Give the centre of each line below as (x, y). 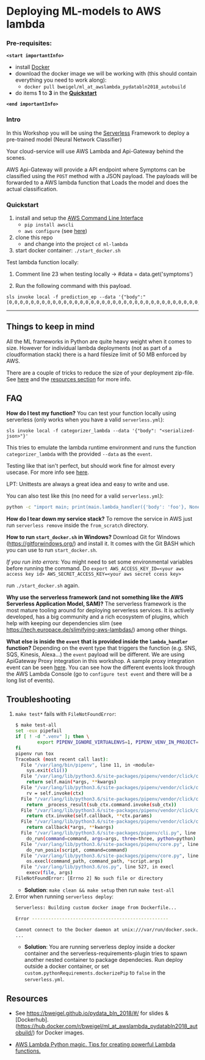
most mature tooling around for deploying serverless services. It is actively (100, 610)
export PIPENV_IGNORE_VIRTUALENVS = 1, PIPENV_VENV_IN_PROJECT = (118, 742)
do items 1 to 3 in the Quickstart (56, 93)
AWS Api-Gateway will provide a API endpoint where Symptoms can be (96, 170)
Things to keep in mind (51, 327)
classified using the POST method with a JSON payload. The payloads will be (102, 176)
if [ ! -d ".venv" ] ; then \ (52, 737)
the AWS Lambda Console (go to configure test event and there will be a (99, 674)
